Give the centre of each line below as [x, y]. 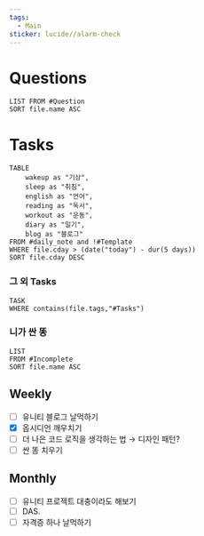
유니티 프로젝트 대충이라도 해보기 [79, 501]
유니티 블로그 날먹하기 [60, 416]
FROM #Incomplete [41, 359]
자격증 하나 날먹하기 [56, 522]
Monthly [33, 479]
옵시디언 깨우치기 [52, 428]
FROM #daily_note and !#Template [71, 242]
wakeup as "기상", [57, 178]
